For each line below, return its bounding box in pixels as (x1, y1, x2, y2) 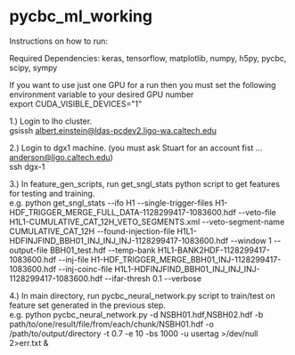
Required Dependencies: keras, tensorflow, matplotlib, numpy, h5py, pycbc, (9, 52, 287, 63)
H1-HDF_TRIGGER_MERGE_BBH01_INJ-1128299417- (90, 254, 282, 264)
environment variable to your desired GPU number (9, 89, 194, 100)
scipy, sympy (9, 62, 58, 73)
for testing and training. (9, 188, 95, 198)
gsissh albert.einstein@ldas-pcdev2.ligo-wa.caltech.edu (9, 125, 217, 135)
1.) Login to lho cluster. (9, 116, 93, 126)
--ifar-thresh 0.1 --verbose (104, 273, 202, 284)
